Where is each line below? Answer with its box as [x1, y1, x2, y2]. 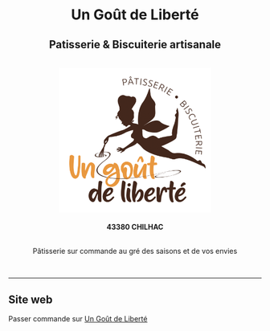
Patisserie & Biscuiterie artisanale [48, 38, 222, 51]
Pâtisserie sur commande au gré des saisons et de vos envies [32, 247, 238, 256]
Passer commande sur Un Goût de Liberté [8, 314, 148, 324]
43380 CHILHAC [106, 223, 164, 232]
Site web [8, 292, 53, 306]
